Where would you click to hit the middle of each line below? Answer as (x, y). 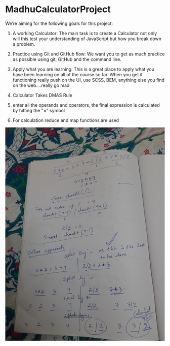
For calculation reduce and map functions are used (66, 120)
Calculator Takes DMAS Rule (42, 95)
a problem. (24, 44)
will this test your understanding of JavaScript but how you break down (87, 39)
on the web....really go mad (41, 85)
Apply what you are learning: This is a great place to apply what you (83, 69)
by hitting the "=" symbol (38, 110)
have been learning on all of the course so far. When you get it (77, 74)
